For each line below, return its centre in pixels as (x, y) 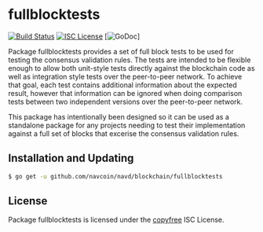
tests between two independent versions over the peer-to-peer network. (126, 101)
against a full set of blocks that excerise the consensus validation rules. (124, 133)
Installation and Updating (71, 158)
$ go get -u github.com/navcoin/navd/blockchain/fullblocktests (115, 176)
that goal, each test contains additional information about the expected (122, 85)
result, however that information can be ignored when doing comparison (125, 93)
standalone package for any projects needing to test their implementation (127, 125)
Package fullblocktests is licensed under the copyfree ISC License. (117, 220)
